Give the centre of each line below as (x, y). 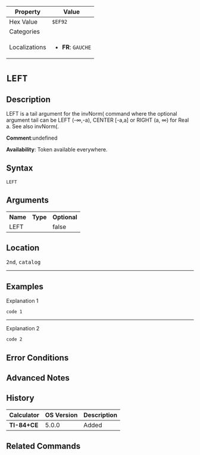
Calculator (24, 415)
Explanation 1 (22, 301)
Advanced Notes (38, 378)
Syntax (20, 168)
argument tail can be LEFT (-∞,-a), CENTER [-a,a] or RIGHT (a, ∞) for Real (98, 120)
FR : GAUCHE (76, 47)
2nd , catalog (24, 262)
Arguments (28, 200)
